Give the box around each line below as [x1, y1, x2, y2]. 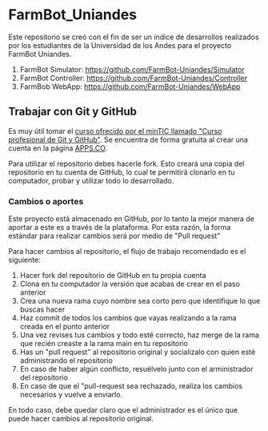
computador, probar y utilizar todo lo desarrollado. [8, 175, 174, 185]
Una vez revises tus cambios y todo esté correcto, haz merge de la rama [19, 330, 260, 340]
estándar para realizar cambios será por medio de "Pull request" [8, 231, 221, 241]
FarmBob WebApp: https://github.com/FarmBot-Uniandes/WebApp [19, 82, 241, 91]
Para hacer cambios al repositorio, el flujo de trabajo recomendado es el [8, 247, 246, 256]
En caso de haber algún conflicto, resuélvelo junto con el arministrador [19, 365, 254, 374]
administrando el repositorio [19, 356, 114, 365]
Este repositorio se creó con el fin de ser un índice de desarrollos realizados [8, 32, 259, 42]
